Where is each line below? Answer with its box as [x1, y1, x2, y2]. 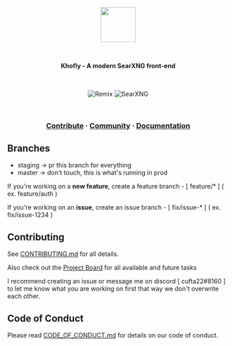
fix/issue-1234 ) [7, 211, 53, 219]
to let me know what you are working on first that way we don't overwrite [7, 285, 219, 293]
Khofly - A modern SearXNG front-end [60, 62, 176, 70]
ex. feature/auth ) [7, 190, 58, 198]
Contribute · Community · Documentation [46, 120, 191, 130]
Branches [7, 142, 51, 154]
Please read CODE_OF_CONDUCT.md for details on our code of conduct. [7, 331, 219, 340]
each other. [7, 292, 41, 300]
